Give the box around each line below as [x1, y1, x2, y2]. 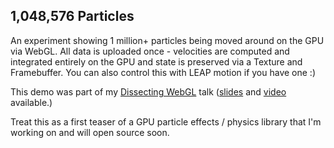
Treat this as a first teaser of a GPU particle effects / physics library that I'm [10, 115, 322, 128]
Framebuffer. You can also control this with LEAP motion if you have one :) [10, 66, 316, 78]
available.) [10, 96, 53, 108]
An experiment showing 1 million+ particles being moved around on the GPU [10, 34, 325, 46]
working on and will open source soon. [10, 126, 170, 138]
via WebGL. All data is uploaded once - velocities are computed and [10, 45, 290, 57]
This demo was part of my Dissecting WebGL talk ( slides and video [10, 85, 287, 98]
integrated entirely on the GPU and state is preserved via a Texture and [10, 55, 303, 68]
